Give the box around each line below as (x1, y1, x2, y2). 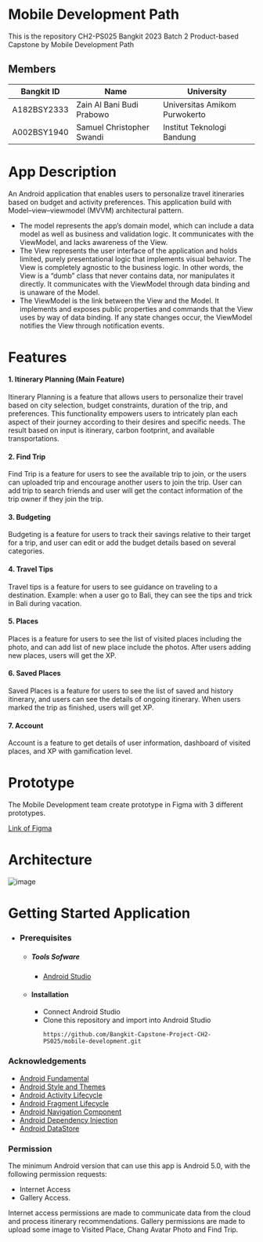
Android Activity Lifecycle (19, 1090, 103, 1100)
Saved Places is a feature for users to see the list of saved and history (8, 686, 233, 696)
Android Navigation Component (19, 1107, 122, 1116)
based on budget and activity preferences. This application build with (8, 197, 232, 206)
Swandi (76, 131, 104, 142)
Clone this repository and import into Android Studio (42, 1015, 211, 1025)
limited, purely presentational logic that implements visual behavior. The (19, 254, 252, 264)
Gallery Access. (19, 1193, 70, 1203)
